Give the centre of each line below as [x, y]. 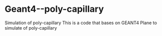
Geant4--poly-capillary [54, 9]
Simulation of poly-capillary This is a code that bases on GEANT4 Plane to [81, 23]
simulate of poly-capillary [31, 28]
